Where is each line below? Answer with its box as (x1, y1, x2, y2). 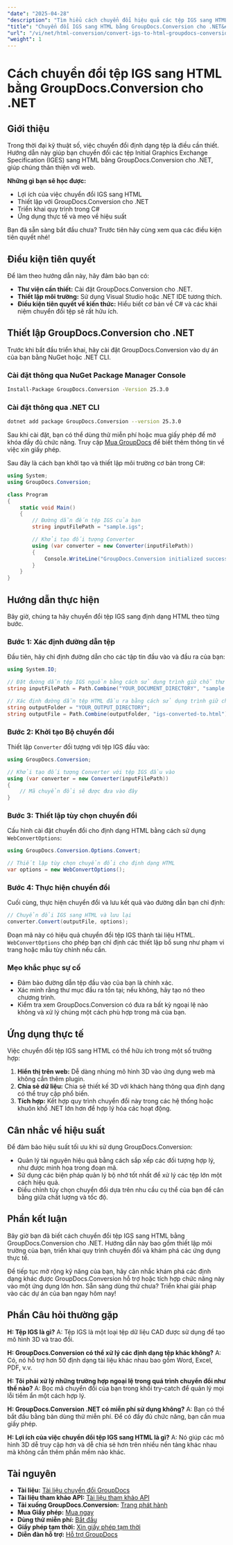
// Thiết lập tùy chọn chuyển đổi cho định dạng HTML (7, 860, 175, 867)
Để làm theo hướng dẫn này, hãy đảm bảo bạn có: (7, 271, 150, 279)
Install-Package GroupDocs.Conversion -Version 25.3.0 (7, 386, 169, 393)
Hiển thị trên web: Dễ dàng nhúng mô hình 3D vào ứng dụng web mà (17, 1067, 216, 1076)
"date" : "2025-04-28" (7, 10, 70, 17)
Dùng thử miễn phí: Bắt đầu (17, 1516, 98, 1524)
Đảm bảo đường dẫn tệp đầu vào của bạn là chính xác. (17, 978, 174, 987)
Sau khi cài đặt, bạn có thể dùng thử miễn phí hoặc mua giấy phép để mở (7, 431, 216, 439)
